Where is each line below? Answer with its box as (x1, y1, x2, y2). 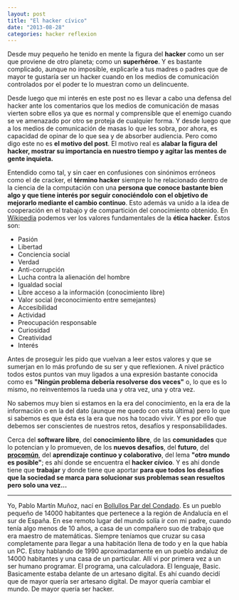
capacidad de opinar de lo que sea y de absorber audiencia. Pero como (7, 132, 218, 140)
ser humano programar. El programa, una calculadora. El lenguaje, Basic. (7, 562, 221, 571)
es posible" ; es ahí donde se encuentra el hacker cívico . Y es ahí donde (7, 458, 221, 467)
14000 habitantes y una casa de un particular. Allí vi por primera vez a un (7, 554, 221, 563)
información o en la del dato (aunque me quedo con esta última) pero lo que (7, 407, 230, 415)
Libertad (17, 243, 43, 252)
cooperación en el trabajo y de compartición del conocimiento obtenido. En (7, 206, 228, 214)
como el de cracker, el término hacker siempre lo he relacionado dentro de (7, 176, 228, 185)
